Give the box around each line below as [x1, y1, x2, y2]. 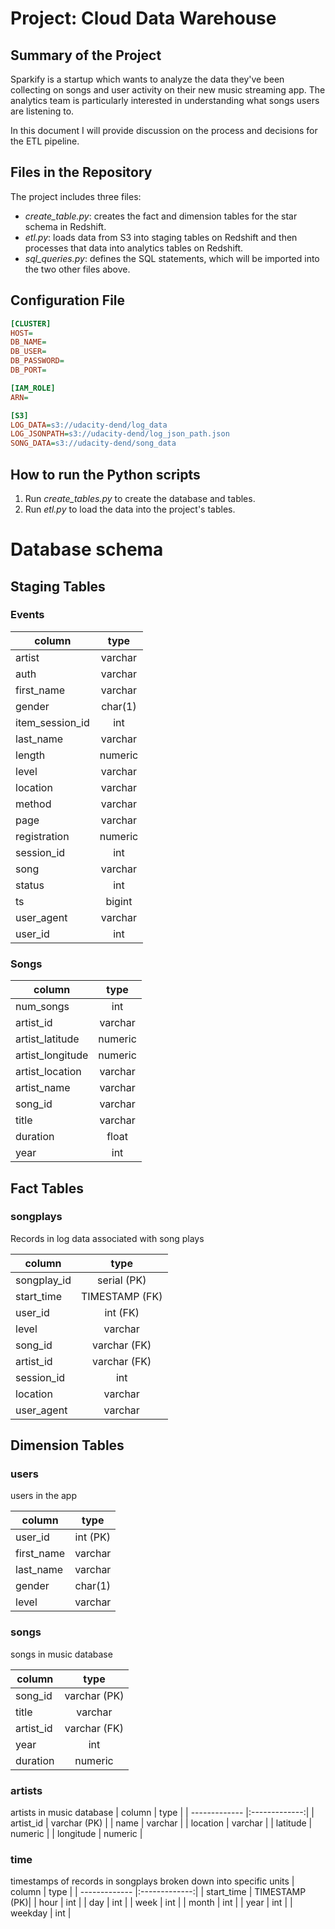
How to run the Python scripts [10, 466, 201, 483]
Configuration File [10, 292, 126, 309]
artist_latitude [15, 1032, 80, 1046]
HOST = [10, 328, 33, 338]
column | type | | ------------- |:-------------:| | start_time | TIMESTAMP [10, 1886, 307, 1898]
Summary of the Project [10, 47, 162, 64]
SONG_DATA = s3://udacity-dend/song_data [10, 438, 177, 449]
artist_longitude [15, 1048, 89, 1062]
